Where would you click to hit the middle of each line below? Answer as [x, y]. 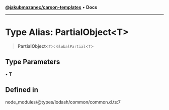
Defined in [22, 90]
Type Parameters [33, 62]
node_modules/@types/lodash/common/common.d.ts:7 [63, 102]
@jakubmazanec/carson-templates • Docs [51, 7]
